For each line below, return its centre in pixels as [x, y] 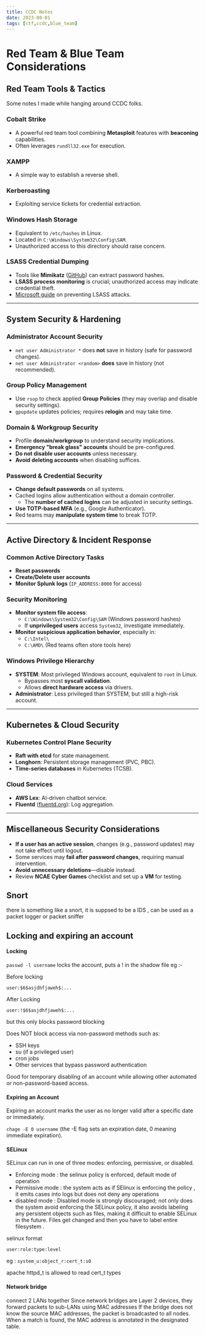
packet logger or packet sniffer [45, 916]
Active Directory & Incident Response [79, 540]
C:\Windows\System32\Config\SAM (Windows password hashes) [103, 619]
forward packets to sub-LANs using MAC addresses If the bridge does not [100, 1307]
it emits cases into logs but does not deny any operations [87, 1194]
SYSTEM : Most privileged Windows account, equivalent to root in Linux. [106, 674]
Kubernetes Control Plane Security [59, 743]
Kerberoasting [28, 190]
